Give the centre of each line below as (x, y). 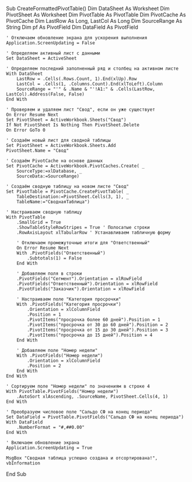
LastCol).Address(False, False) (45, 94)
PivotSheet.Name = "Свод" (37, 151)
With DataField (25, 422)
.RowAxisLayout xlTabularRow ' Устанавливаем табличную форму (94, 233)
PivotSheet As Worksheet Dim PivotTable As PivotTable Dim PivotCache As (96, 15)
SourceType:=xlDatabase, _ (49, 171)
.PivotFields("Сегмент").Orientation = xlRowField (79, 279)
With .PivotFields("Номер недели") (60, 355)
